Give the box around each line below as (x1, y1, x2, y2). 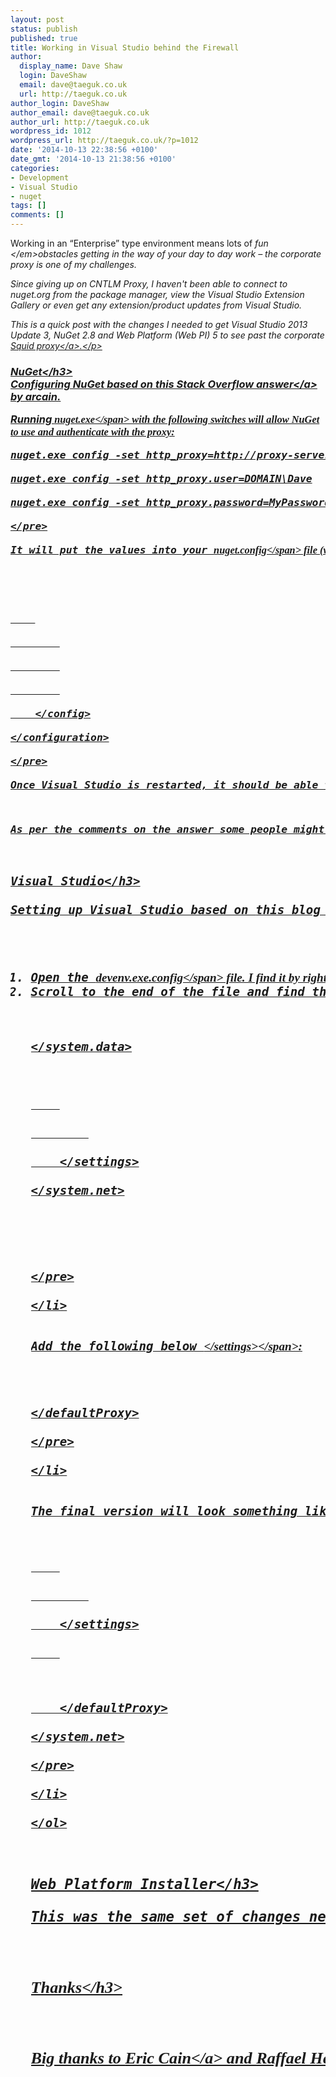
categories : (10, 163, 60, 173)
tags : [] (10, 201, 47, 211)
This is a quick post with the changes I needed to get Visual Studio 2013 (10, 319, 308, 330)
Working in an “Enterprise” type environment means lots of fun (10, 237, 269, 249)
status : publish (10, 24, 78, 34)
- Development (10, 172, 70, 183)
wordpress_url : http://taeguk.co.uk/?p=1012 (10, 136, 199, 146)
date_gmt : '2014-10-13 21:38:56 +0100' (10, 154, 177, 164)
